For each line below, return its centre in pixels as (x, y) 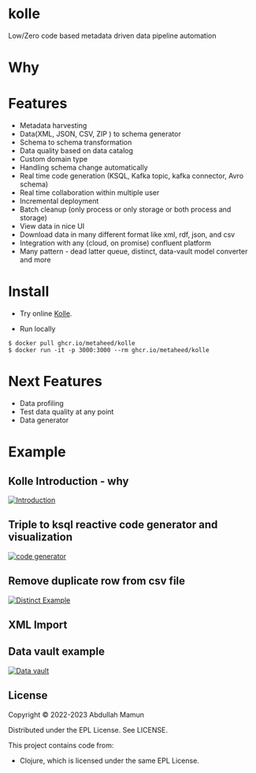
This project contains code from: (61, 745)
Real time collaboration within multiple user (89, 193)
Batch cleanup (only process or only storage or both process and (125, 209)
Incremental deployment (59, 201)
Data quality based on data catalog (76, 151)
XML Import (38, 625)
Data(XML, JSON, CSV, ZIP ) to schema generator (100, 134)
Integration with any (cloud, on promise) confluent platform (115, 243)
